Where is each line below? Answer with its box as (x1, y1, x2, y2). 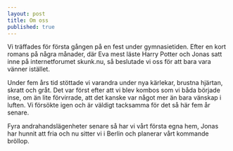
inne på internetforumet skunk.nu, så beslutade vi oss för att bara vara (7, 58, 211, 66)
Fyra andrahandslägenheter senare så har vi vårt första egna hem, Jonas (7, 122, 219, 131)
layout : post (7, 10, 46, 18)
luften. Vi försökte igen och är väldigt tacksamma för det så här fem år (7, 101, 210, 110)
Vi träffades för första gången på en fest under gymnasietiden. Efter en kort (7, 43, 227, 51)
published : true (7, 23, 55, 30)
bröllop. (7, 137, 30, 145)
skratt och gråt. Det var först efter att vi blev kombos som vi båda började (7, 86, 220, 95)
